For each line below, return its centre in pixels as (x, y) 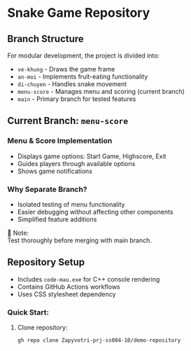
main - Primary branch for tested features (77, 99)
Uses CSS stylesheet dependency (66, 294)
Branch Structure (45, 39)
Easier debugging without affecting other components (95, 212)
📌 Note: (18, 233)
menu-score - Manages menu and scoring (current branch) (101, 91)
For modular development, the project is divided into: (83, 55)
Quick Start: (28, 312)
